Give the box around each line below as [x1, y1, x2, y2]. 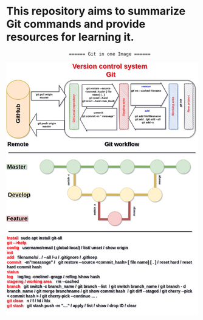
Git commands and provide [6, 17, 146, 31]
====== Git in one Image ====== [69, 50, 151, 57]
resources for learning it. [6, 30, 134, 44]
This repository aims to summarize [6, 4, 186, 18]
